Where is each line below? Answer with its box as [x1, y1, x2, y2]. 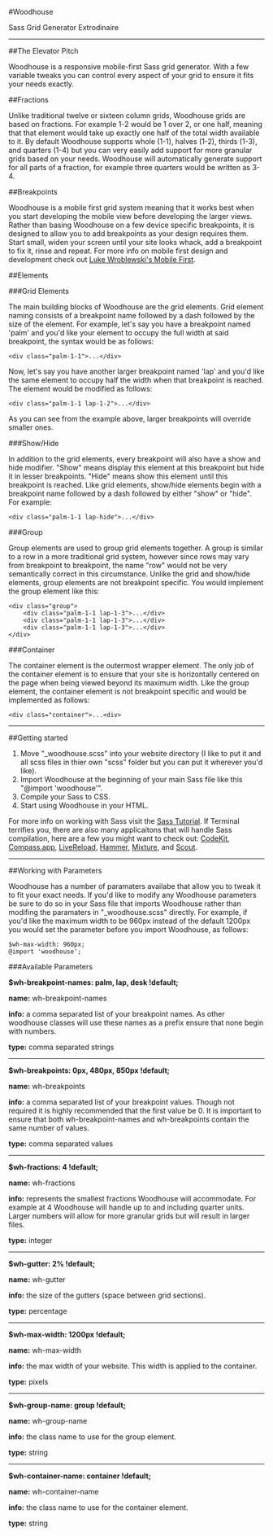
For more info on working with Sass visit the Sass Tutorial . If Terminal [8, 816, 240, 825]
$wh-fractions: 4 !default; [8, 1162, 99, 1171]
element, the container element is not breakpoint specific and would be [8, 687, 247, 696]
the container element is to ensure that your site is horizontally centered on [8, 669, 260, 679]
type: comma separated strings [8, 1042, 115, 1052]
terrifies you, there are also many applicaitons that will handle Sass [8, 825, 232, 834]
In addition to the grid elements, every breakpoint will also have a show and [8, 454, 262, 463]
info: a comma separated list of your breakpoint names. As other [8, 1009, 225, 1018]
